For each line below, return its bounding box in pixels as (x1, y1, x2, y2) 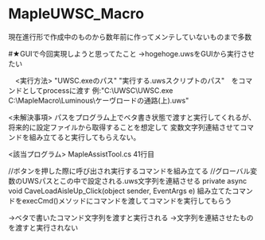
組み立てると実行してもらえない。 (29, 132, 141, 141)
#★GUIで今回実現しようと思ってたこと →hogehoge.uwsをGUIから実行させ (8, 48, 255, 58)
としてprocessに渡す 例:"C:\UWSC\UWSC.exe (21, 85, 173, 95)
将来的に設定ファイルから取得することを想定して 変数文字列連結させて (8, 122, 240, 132)
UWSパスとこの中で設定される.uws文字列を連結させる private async (21, 176, 247, 185)
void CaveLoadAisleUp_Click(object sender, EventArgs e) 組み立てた (8, 186, 232, 195)
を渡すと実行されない (8, 223, 78, 232)
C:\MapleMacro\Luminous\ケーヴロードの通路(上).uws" (8, 95, 189, 105)
